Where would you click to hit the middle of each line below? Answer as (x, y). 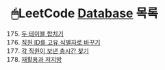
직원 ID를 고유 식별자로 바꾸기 (61, 42)
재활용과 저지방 (41, 59)
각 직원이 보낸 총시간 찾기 (55, 51)
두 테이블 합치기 (42, 34)
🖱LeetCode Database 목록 (85, 13)
